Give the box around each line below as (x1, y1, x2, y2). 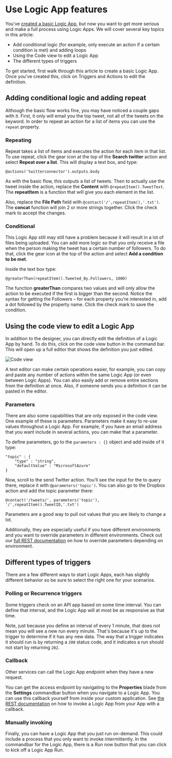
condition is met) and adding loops (12, 47, 86, 53)
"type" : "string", (14, 459, 56, 464)
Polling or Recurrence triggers (5, 590, 82, 597)
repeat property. (5, 123, 40, 130)
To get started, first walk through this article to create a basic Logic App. (5, 68, 159, 74)
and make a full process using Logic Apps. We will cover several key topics (5, 26, 164, 32)
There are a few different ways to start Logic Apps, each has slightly (5, 571, 150, 578)
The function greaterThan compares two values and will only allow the (5, 285, 155, 291)
